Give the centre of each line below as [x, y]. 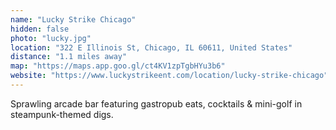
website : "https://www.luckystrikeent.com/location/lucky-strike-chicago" [169, 76]
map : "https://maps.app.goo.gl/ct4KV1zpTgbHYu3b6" [118, 66]
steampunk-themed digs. [62, 114]
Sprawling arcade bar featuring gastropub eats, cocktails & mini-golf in [156, 103]
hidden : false [40, 29]
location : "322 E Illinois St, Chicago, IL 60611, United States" [151, 47]
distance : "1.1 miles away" [69, 57]
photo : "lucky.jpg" [51, 38]
